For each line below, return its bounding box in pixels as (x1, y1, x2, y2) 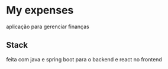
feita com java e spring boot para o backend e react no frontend (6, 55, 163, 63)
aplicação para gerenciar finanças (6, 23, 90, 30)
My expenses (6, 4, 74, 17)
